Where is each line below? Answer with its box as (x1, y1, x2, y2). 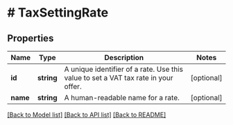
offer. (64, 81, 82, 91)
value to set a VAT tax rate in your (64, 73, 173, 82)
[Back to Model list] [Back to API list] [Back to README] (7, 110, 166, 119)
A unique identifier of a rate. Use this (64, 64, 184, 74)
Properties (7, 32, 54, 44)
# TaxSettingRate (7, 5, 109, 21)
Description (104, 53, 144, 62)
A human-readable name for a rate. (64, 93, 180, 102)
